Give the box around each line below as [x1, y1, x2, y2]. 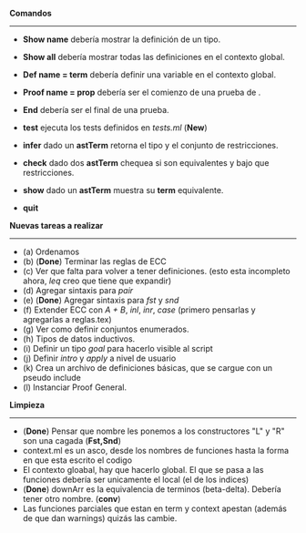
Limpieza [9, 400, 46, 410]
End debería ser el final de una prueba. [22, 105, 170, 115]
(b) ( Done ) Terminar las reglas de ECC [22, 256, 167, 267]
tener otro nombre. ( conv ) [22, 494, 121, 504]
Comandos [9, 8, 52, 18]
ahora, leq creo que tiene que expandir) [22, 275, 172, 286]
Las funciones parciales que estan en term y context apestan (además [22, 503, 287, 514]
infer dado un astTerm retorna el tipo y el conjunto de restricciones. [22, 140, 280, 150]
